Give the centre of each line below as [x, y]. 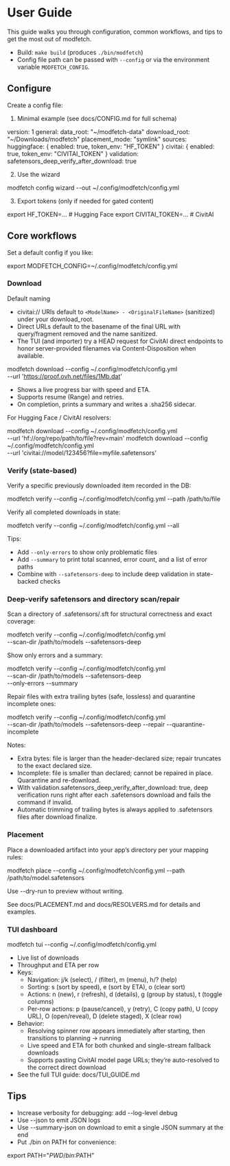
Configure [29, 88]
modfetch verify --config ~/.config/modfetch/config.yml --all [93, 526]
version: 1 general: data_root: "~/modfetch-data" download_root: [99, 131]
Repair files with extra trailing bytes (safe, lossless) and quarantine [101, 696]
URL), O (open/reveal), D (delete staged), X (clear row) [104, 1016]
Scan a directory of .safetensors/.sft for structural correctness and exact [110, 614]
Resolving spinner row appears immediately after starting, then [116, 1031]
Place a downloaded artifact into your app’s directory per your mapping [108, 850]
